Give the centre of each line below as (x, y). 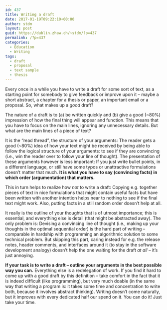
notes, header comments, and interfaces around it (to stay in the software (81, 244)
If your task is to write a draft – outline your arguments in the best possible (83, 265)
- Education (22, 47)
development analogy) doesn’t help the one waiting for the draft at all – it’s (82, 250)
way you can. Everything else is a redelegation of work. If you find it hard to (83, 270)
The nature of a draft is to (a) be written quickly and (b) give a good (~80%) (83, 114)
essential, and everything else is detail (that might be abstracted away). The (83, 218)
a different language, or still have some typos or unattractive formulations (81, 167)
